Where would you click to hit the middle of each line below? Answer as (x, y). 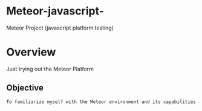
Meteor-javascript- (55, 11)
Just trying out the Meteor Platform (50, 69)
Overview (31, 52)
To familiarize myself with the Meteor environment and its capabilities (101, 102)
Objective (25, 88)
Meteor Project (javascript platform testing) (60, 28)
